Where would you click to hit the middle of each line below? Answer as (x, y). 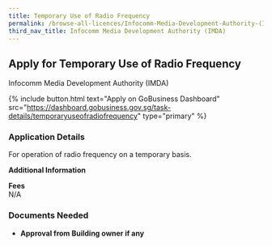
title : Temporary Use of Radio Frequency (79, 16)
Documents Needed (49, 215)
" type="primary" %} (172, 116)
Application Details (47, 137)
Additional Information (47, 170)
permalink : (27, 23)
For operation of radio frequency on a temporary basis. (100, 155)
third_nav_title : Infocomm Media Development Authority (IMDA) (117, 31)
